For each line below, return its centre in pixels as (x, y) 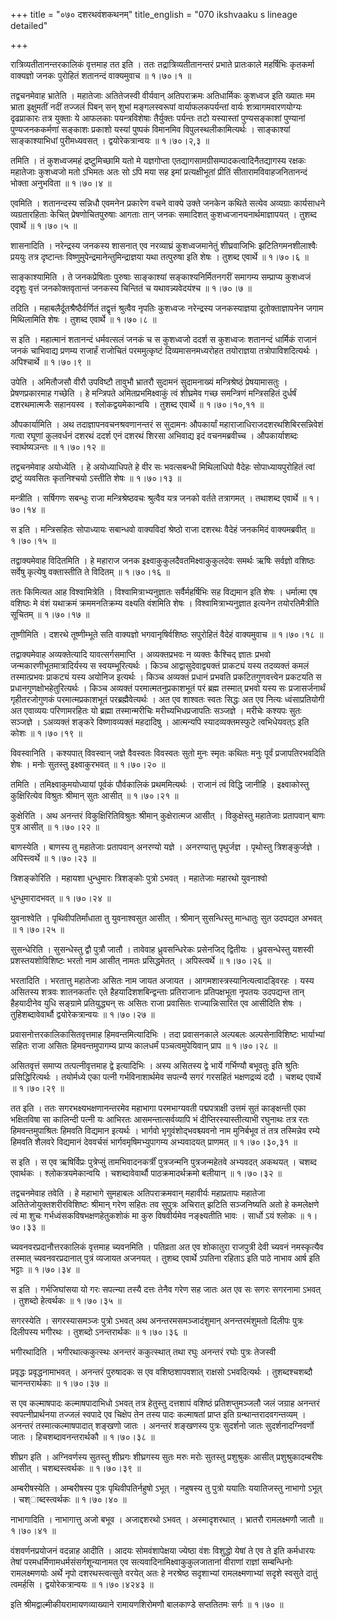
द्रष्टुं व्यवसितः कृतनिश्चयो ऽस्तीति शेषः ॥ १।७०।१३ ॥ (96, 478)
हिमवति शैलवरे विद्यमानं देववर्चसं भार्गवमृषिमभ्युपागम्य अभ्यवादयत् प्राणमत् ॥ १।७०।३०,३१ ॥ (154, 1142)
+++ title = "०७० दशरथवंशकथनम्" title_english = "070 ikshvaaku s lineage (154, 14)
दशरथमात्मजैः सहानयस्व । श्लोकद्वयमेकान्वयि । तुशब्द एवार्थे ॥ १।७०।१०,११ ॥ (137, 404)
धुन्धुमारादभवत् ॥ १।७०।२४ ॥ (61, 898)
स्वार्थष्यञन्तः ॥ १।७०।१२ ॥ (57, 447)
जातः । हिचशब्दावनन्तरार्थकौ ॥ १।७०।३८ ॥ (82, 1437)
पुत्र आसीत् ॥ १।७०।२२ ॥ (55, 827)
